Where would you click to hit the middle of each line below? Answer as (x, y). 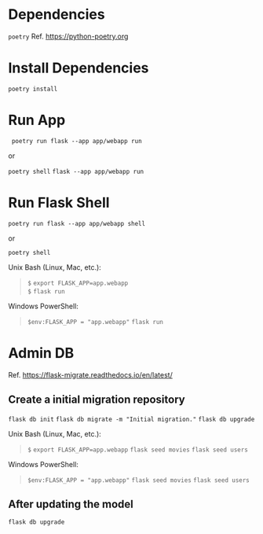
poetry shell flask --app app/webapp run (76, 171)
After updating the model (71, 504)
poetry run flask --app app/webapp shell (77, 223)
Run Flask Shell (59, 203)
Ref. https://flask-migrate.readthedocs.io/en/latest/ (90, 374)
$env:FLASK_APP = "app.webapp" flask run (95, 322)
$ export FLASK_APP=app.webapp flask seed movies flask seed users (138, 450)
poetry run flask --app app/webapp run (77, 141)
